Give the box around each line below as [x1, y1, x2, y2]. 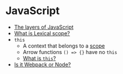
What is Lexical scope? [14, 29, 70, 36]
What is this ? [22, 55, 56, 62]
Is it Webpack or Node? [14, 60, 71, 68]
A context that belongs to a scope [22, 42, 105, 49]
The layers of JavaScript [14, 23, 74, 31]
